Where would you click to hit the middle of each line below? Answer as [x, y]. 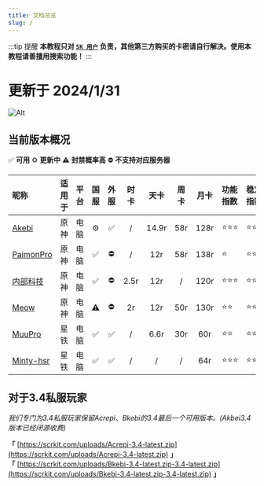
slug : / [21, 23]
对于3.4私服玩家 [48, 398]
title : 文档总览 [32, 15]
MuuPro [27, 334]
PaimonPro [32, 255]
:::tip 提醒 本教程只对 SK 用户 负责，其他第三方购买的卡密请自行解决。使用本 [130, 46]
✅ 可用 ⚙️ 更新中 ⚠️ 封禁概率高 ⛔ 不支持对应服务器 [89, 160]
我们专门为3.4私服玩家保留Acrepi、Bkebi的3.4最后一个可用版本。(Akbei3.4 [130, 418]
